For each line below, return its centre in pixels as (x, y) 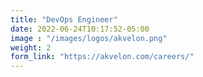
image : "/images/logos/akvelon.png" (89, 38)
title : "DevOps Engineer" (64, 19)
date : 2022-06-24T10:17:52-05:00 (80, 29)
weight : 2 (31, 47)
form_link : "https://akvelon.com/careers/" (102, 57)
